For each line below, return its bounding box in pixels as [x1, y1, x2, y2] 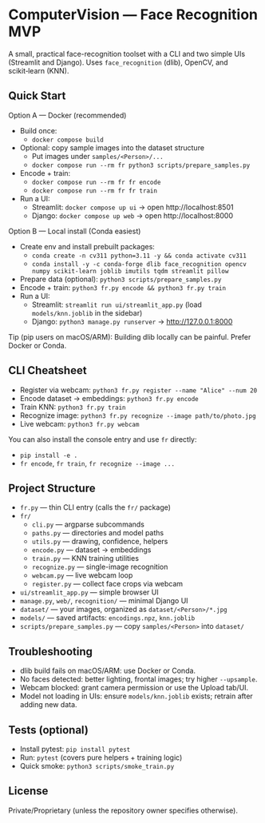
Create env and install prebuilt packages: [19, 241, 156, 251]
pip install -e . [19, 451, 78, 459]
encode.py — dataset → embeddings [31, 545, 152, 555]
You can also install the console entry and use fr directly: [8, 434, 197, 444]
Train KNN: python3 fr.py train [19, 402, 126, 411]
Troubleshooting [8, 645, 93, 658]
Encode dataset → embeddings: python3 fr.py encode [19, 393, 199, 403]
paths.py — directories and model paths [31, 528, 164, 538]
